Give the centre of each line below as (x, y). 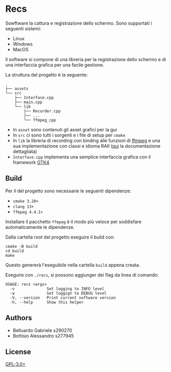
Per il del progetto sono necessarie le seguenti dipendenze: (68, 191)
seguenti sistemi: (23, 28)
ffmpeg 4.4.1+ (28, 212)
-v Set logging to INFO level (57, 289)
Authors (19, 318)
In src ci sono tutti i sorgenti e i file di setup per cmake (69, 135)
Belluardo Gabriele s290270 (42, 330)
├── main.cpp (28, 102)
